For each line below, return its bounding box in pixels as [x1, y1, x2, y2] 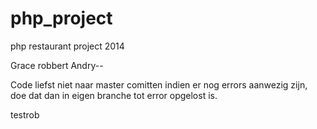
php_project [10, 7, 113, 30]
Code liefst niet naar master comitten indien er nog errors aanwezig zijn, [10, 78, 308, 91]
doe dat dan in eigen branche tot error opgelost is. [10, 89, 218, 101]
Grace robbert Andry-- [10, 59, 104, 71]
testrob [10, 108, 40, 121]
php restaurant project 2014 [10, 40, 125, 52]
